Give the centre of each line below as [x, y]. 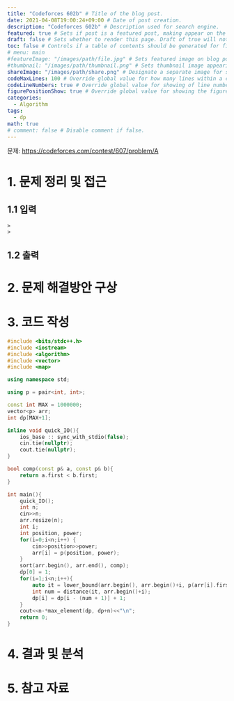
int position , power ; [51, 533]
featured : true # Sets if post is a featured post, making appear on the [117, 33]
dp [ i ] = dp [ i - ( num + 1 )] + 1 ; [79, 598]
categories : [24, 98]
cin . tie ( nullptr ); [46, 443]
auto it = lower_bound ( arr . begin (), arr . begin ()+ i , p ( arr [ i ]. [124, 585]
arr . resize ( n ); [42, 521]
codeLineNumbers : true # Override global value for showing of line [109, 85]
